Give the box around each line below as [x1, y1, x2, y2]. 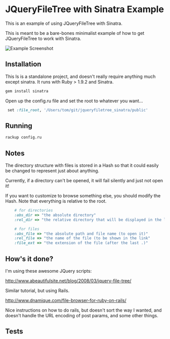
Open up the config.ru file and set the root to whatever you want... [5, 98, 143, 104]
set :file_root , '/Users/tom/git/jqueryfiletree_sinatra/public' [7, 107, 148, 112]
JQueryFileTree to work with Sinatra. [5, 35, 81, 41]
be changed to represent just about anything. [5, 168, 100, 174]
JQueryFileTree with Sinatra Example [5, 4, 164, 15]
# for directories [14, 208, 53, 213]
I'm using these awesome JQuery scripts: [5, 268, 92, 274]
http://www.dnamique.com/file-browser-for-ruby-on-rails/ [5, 297, 126, 303]
